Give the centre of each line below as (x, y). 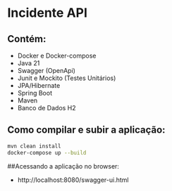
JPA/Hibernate (39, 85)
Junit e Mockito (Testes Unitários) (67, 78)
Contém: (27, 39)
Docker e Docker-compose (57, 55)
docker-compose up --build (47, 152)
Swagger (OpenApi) (47, 71)
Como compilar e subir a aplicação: (86, 130)
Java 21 (29, 63)
